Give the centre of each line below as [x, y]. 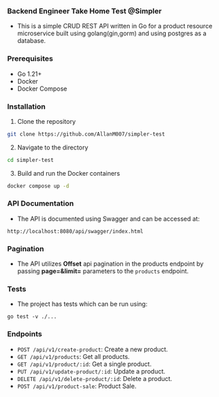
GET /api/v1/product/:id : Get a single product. [84, 364]
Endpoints [25, 334]
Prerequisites [30, 59]
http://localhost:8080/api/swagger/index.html [75, 231]
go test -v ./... [32, 317]
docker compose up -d [38, 186]
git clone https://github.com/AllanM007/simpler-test [86, 134]
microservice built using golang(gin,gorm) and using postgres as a [112, 33]
